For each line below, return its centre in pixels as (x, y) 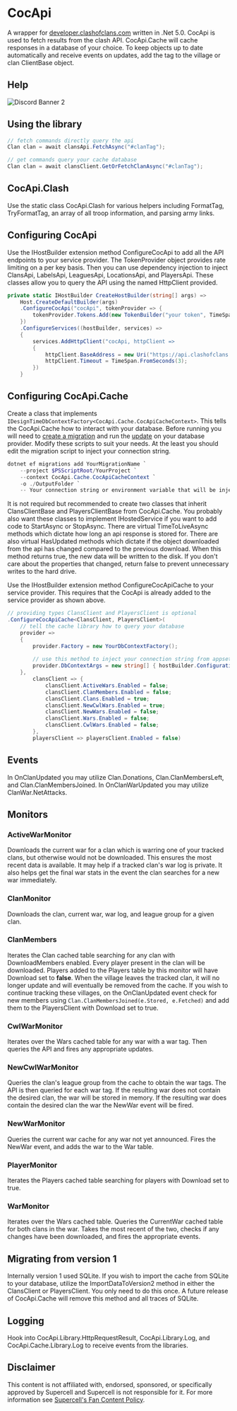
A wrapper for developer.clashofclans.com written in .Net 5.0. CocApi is (111, 33)
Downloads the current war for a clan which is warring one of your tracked (116, 850)
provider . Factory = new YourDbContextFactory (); (105, 646)
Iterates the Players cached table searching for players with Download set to (118, 1180)
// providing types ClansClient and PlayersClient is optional (102, 614)
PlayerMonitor (32, 1165)
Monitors (28, 814)
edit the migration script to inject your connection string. (89, 451)
